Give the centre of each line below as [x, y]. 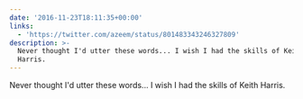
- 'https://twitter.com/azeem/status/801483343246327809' [129, 34]
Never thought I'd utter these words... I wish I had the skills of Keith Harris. [147, 85]
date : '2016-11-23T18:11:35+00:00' [76, 18]
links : [22, 26]
